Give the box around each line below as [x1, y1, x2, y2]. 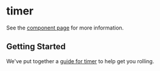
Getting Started [6, 42, 66, 52]
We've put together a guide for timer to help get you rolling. [6, 57, 155, 64]
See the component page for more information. [6, 24, 124, 31]
